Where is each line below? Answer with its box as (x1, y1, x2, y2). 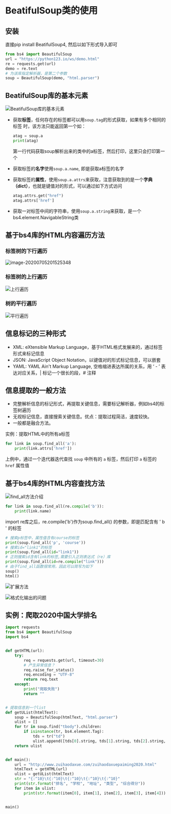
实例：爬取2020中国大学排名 (5, 611, 97, 620)
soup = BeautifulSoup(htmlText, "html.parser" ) (14, 715, 118, 720)
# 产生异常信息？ (24, 662, 55, 668)
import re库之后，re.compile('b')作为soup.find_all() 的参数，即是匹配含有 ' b (5, 518, 165, 525)
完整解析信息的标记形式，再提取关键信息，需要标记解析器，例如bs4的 (12, 401, 160, 407)
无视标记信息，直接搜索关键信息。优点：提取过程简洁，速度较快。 (12, 414, 152, 420)
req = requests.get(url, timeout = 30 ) (24, 658, 104, 663)
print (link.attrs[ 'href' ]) (14, 446, 72, 451)
